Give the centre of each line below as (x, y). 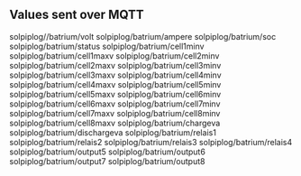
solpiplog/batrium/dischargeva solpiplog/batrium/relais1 (113, 132)
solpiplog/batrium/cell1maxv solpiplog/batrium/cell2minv (114, 56)
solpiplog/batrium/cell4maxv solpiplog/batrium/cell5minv (115, 84)
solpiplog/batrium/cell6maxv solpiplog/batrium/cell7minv (115, 104)
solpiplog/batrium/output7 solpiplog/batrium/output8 (107, 161)
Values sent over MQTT (77, 15)
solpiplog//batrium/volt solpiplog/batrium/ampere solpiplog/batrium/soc (143, 36)
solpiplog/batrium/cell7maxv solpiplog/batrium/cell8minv (115, 113)
